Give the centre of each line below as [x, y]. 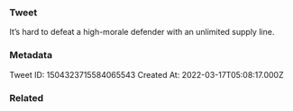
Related [27, 98]
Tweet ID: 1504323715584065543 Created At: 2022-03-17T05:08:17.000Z [146, 74]
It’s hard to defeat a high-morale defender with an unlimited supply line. [142, 32]
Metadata [31, 55]
